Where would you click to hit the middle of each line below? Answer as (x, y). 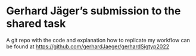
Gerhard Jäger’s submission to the (94, 11)
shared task (36, 24)
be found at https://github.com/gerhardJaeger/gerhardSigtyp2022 (88, 46)
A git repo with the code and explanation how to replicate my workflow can (98, 40)
